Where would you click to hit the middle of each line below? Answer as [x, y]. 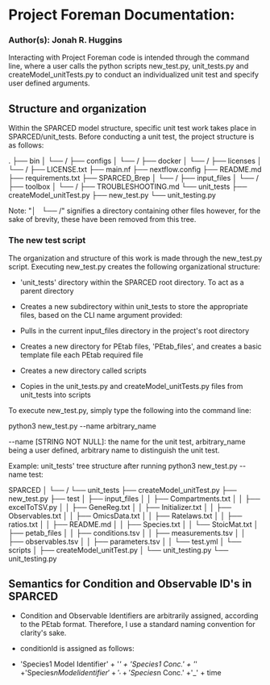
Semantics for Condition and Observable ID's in [130, 584]
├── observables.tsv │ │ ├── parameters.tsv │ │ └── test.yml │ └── [125, 541]
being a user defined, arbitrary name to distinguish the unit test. [114, 450]
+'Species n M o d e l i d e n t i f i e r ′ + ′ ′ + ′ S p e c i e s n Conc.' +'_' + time [120, 674]
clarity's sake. [43, 633]
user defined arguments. [49, 83]
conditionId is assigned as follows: [77, 649]
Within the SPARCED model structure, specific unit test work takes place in [132, 128]
